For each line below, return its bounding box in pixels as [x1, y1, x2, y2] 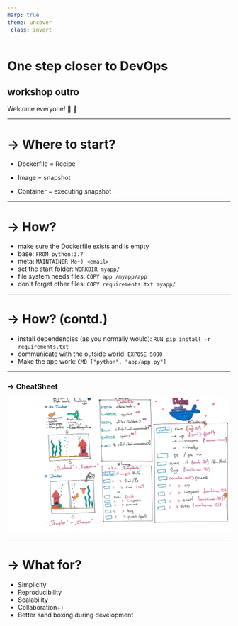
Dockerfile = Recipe [17, 160, 76, 168]
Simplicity [17, 581, 47, 589]
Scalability [17, 596, 48, 604]
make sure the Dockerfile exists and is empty [17, 242, 149, 251]
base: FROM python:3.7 [17, 250, 84, 258]
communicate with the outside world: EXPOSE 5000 [17, 350, 163, 358]
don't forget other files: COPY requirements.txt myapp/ [17, 280, 176, 289]
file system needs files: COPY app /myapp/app [17, 272, 147, 281]
